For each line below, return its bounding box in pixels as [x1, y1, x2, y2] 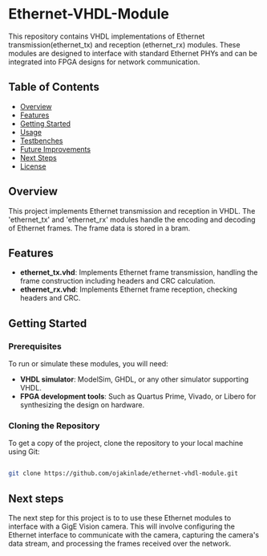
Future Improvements [19, 144, 91, 153]
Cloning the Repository [8, 419, 100, 431]
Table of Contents [8, 80, 100, 94]
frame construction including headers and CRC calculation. [19, 276, 216, 286]
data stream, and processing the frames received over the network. [8, 539, 232, 549]
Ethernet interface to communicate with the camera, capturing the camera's [8, 530, 259, 540]
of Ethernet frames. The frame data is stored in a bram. [8, 223, 191, 233]
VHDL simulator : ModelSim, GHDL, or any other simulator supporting [19, 374, 249, 384]
